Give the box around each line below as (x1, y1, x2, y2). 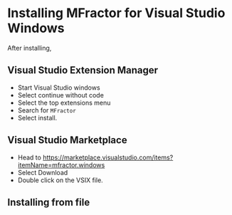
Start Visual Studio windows (17, 83, 101, 92)
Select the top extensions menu (17, 98, 111, 107)
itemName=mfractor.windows (17, 160, 105, 169)
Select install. (17, 113, 58, 122)
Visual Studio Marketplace (7, 134, 127, 147)
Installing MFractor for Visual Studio (7, 5, 226, 21)
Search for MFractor (17, 105, 76, 115)
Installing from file (7, 196, 90, 208)
